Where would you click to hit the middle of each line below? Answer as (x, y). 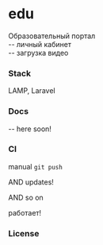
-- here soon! (30, 129)
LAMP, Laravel (32, 91)
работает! (25, 212)
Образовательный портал (52, 36)
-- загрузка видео (38, 52)
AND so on (26, 197)
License (24, 233)
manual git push (36, 166)
